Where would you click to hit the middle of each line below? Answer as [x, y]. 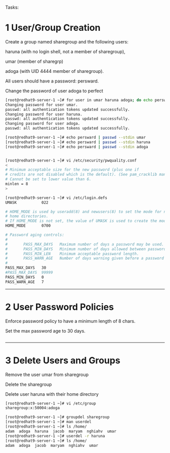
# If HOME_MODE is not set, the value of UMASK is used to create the [81, 221]
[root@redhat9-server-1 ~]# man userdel [49, 422]
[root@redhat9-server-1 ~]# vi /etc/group [51, 403]
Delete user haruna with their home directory [52, 394]
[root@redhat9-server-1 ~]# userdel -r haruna [55, 436]
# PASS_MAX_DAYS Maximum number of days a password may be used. [85, 244]
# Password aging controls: [35, 235]
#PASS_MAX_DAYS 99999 [29, 273]
